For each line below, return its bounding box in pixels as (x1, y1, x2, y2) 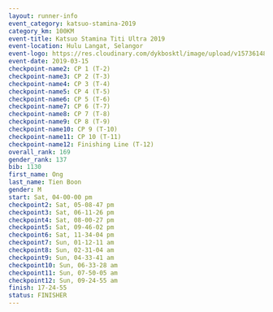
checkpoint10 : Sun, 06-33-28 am (8, 261, 118, 269)
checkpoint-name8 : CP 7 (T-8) (8, 110, 111, 119)
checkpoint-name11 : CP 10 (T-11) (8, 132, 122, 141)
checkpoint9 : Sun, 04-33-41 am (8, 253, 115, 262)
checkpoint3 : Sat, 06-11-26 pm (8, 208, 115, 216)
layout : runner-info (8, 11, 79, 20)
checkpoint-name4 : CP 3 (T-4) (8, 80, 111, 88)
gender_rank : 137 (8, 155, 67, 163)
